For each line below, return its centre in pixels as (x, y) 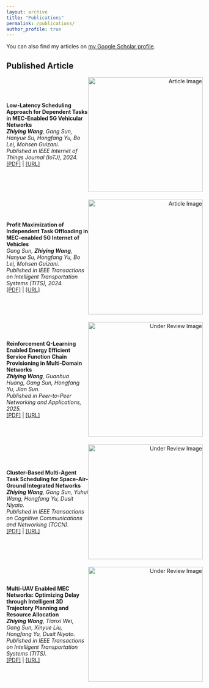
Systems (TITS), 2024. (35, 283)
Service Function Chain (37, 357)
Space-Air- (74, 479)
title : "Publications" (35, 18)
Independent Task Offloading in (47, 231)
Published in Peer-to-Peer (39, 396)
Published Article (40, 66)
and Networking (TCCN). (38, 525)
